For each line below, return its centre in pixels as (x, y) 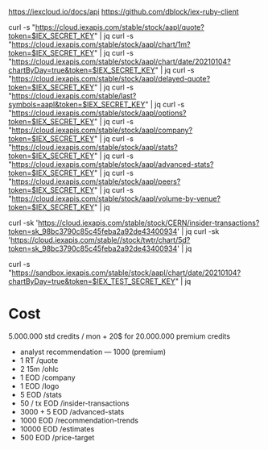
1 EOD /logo (39, 385)
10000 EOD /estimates (57, 429)
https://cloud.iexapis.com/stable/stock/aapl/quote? (120, 27)
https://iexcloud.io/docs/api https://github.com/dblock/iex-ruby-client (124, 12)
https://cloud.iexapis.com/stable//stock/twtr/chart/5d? (101, 240)
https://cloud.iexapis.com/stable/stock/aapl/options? (99, 113)
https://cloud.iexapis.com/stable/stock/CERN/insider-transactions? (148, 223)
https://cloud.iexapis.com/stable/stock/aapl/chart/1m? (101, 44)
